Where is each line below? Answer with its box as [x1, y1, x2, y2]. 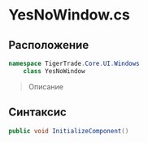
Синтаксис [8, 106, 67, 119]
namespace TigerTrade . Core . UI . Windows [8, 59, 140, 67]
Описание [28, 81, 63, 91]
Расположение [8, 38, 89, 52]
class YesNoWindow [23, 67, 85, 75]
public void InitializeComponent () [8, 127, 129, 135]
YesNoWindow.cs [8, 6, 130, 24]
